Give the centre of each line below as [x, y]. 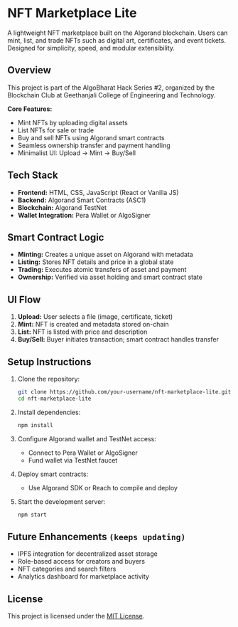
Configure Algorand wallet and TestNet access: [87, 438]
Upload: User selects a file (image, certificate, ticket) [95, 317]
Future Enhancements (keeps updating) [97, 536]
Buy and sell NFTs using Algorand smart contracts [91, 137]
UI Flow [24, 299]
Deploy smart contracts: [53, 474]
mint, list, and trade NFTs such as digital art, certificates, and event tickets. [117, 40]
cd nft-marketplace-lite [54, 399]
